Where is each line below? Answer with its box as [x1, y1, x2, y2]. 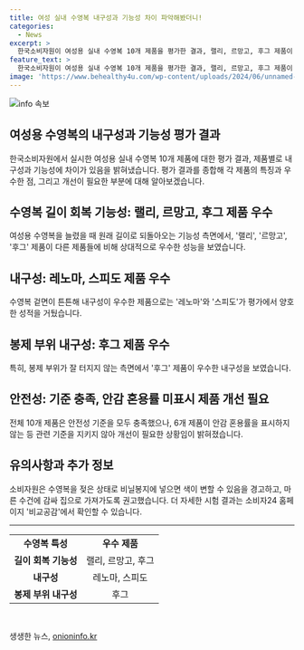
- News [17, 30, 43, 39]
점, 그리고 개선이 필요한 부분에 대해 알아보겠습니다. [25, 176, 205, 186]
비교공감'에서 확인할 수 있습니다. [28, 506, 143, 517]
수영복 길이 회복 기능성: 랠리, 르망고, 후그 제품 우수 [9, 205, 273, 220]
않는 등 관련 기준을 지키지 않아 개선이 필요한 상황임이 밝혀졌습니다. [9, 428, 243, 439]
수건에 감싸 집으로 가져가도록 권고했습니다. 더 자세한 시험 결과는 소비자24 [18, 494, 278, 505]
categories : [9, 22, 54, 31]
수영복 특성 [23, 537, 68, 550]
